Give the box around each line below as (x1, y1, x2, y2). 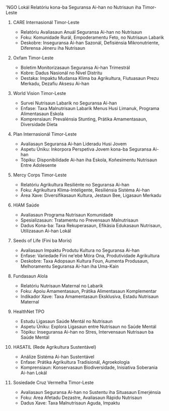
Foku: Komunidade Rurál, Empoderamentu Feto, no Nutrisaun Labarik (20, 35, 164, 40)
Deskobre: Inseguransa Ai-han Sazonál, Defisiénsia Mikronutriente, (20, 40, 160, 46)
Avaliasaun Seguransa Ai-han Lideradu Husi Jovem (20, 141, 127, 147)
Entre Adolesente (20, 162, 57, 168)
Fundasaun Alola (13, 273, 48, 279)
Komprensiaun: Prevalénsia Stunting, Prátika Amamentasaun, (20, 116, 147, 122)
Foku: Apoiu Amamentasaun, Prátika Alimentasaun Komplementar (20, 288, 157, 294)
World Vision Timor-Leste (13, 90, 66, 96)
